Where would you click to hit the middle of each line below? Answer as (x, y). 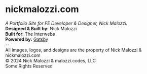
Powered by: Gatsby (27, 39)
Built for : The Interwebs (30, 34)
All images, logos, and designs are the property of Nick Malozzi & (73, 50)
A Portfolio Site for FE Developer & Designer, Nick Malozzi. (66, 23)
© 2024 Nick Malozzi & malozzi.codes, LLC (51, 60)
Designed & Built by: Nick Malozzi (41, 28)
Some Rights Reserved (29, 66)
